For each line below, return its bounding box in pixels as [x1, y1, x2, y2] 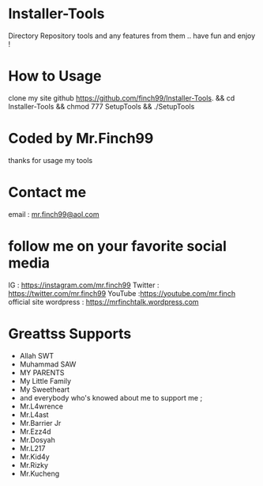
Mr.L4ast [19, 409, 49, 420]
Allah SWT [19, 351, 54, 360]
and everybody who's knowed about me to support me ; [19, 393, 203, 402]
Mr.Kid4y [19, 452, 50, 461]
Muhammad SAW [19, 359, 77, 369]
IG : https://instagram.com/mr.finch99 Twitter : [8, 280, 160, 290]
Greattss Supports [8, 325, 132, 343]
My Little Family [19, 376, 72, 385]
